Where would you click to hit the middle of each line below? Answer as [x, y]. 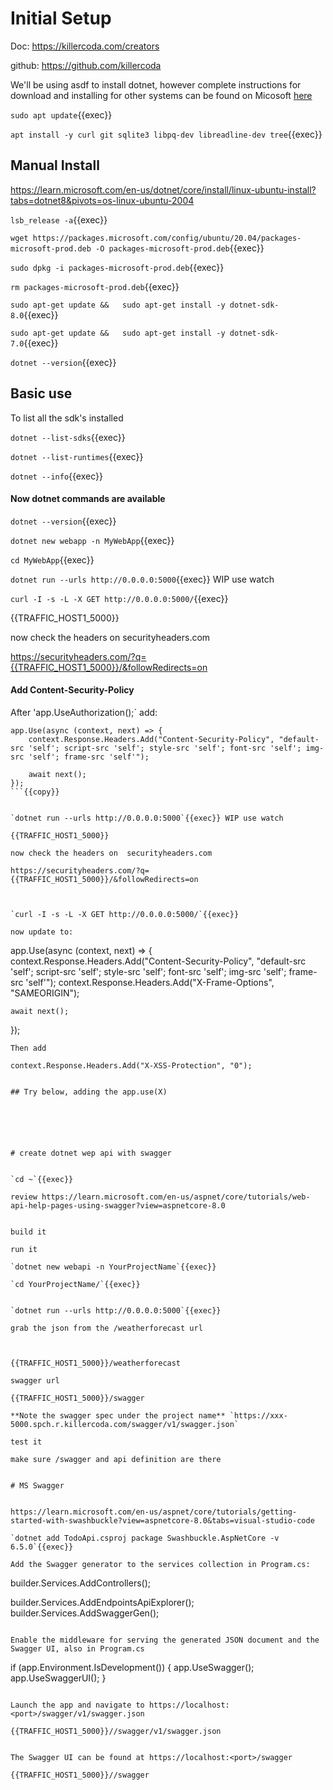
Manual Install [55, 165]
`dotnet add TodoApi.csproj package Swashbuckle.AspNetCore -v [145, 1538]
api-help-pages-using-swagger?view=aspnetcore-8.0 [118, 1205]
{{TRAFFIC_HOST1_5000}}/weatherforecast [96, 1363]
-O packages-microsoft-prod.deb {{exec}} [180, 248]
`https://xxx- [258, 1415]
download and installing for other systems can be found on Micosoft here [161, 95]
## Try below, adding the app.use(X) [89, 1092]
